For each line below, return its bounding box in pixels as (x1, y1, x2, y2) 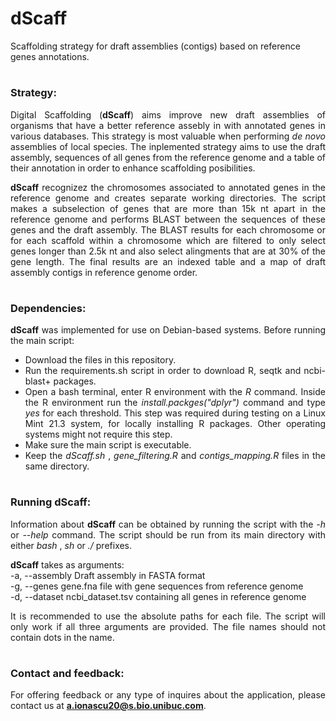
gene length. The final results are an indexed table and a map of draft (10, 255, 326, 267)
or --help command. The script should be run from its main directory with (10, 528, 326, 541)
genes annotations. (10, 50, 90, 62)
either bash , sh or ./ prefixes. (10, 539, 133, 551)
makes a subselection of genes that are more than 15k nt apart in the (10, 202, 326, 214)
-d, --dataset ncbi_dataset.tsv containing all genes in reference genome (10, 590, 307, 602)
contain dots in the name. (10, 631, 115, 643)
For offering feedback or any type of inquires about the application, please (10, 689, 326, 701)
